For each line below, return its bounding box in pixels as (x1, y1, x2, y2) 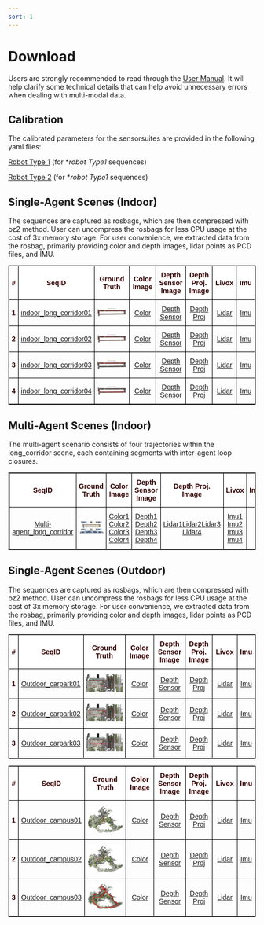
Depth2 (134, 519, 158, 528)
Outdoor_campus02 (20, 855, 82, 864)
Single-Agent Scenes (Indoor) (8, 195, 158, 208)
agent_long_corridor (12, 527, 74, 536)
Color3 (108, 527, 130, 536)
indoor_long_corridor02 (20, 335, 92, 343)
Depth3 (134, 527, 158, 536)
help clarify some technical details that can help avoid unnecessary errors (8, 82, 247, 91)
